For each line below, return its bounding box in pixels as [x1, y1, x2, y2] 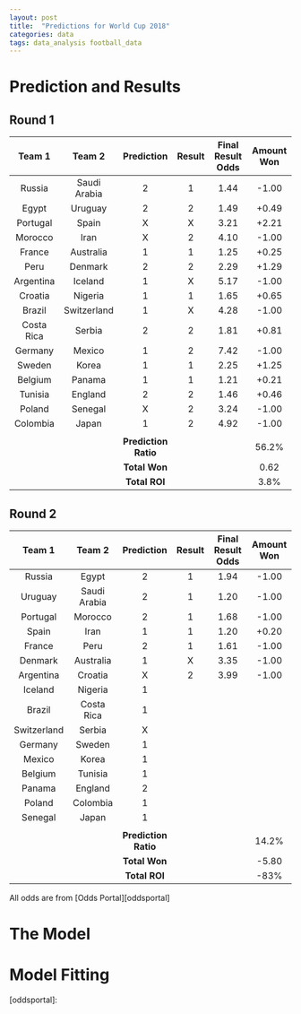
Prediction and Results [9, 77, 181, 97]
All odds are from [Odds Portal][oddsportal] [9, 893, 170, 904]
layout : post [9, 13, 58, 22]
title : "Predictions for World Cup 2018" [9, 22, 170, 30]
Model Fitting [9, 965, 110, 985]
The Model [9, 924, 91, 944]
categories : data [9, 30, 74, 39]
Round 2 [9, 506, 56, 521]
